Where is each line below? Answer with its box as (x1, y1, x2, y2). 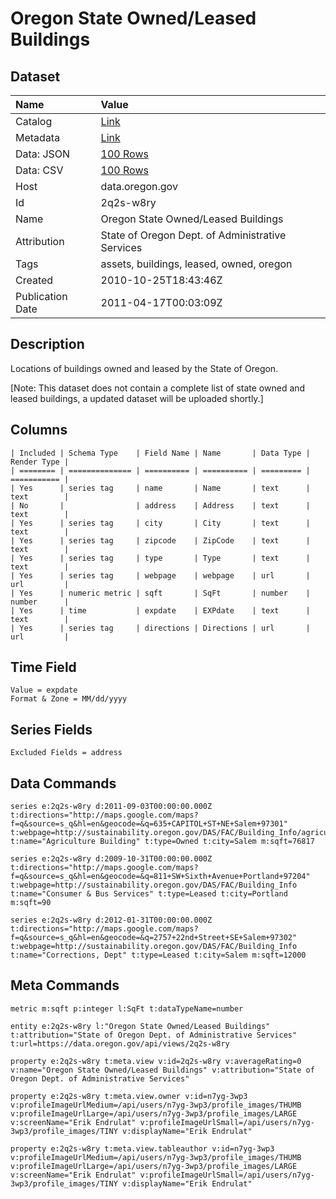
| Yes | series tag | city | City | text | (10, 518, 311, 528)
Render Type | (10, 457, 70, 467)
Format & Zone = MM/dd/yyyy (10, 694, 128, 704)
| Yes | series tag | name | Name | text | (10, 483, 311, 493)
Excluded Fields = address (10, 748, 123, 758)
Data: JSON (15, 147, 71, 161)
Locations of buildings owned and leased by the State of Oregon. (10, 362, 279, 374)
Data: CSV (15, 163, 64, 177)
